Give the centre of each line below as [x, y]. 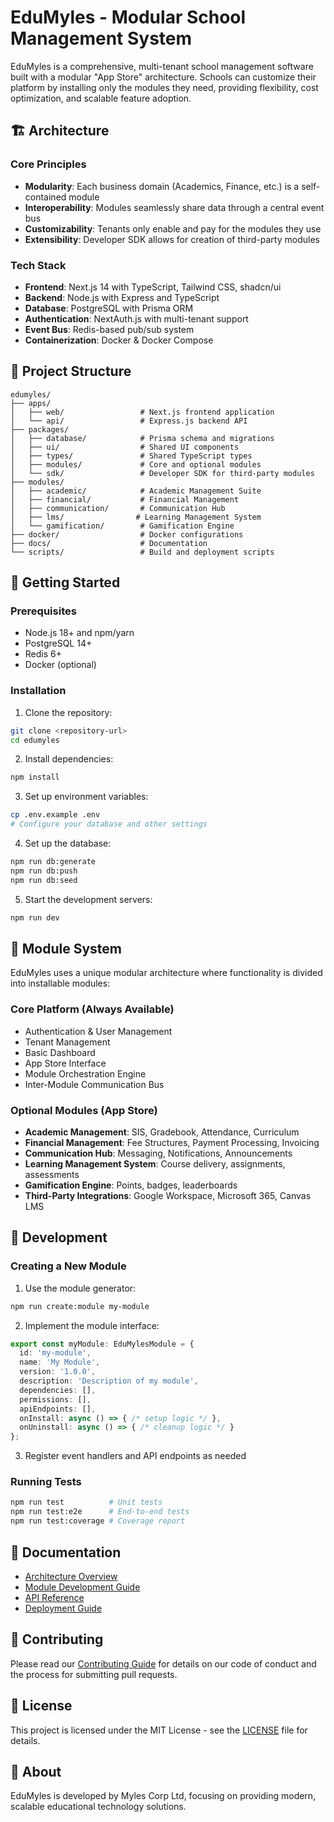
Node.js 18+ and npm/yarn [79, 633]
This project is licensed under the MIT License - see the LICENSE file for [159, 1730]
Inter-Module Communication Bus [94, 1084]
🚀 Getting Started [65, 582]
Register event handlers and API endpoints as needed [135, 1456]
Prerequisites [43, 611]
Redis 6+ [43, 654]
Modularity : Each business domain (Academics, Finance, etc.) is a [162, 186]
